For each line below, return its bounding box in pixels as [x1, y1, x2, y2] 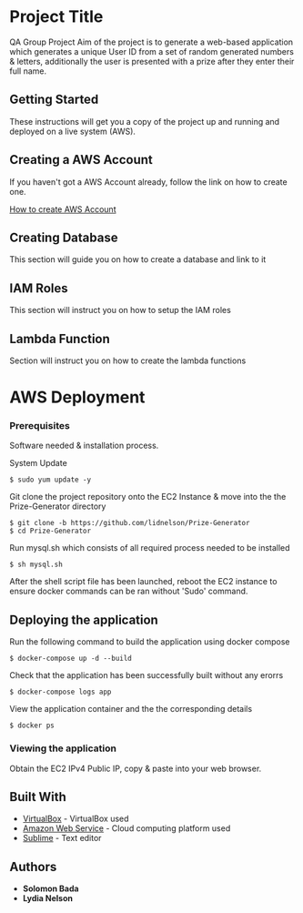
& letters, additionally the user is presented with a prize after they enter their [9, 56, 295, 66]
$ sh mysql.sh [9, 560, 64, 570]
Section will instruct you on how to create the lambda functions [9, 355, 247, 366]
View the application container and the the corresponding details [9, 704, 253, 715]
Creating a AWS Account [9, 152, 153, 167]
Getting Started [9, 92, 99, 107]
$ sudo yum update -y [9, 475, 92, 484]
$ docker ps [9, 721, 55, 730]
